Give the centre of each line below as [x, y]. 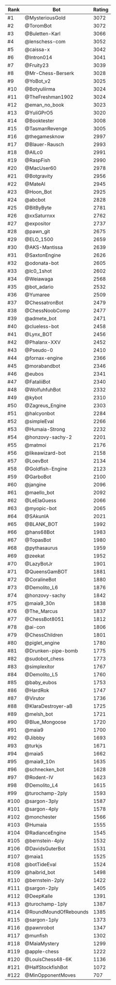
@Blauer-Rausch [44, 144]
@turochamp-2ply [46, 793]
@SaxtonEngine [43, 255]
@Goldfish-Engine [46, 469]
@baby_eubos [41, 682]
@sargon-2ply [42, 888]
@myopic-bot [41, 508]
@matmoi [36, 445]
